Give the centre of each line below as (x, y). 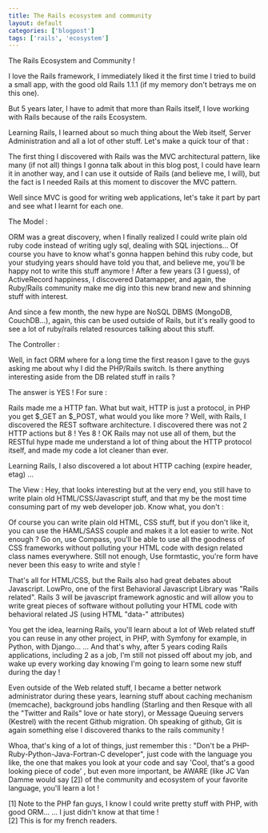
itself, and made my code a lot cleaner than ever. (88, 450)
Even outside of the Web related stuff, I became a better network (115, 688)
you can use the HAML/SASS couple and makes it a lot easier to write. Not (131, 531)
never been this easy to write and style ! (74, 565)
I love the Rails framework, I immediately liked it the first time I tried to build (132, 76)
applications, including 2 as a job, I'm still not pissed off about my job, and (130, 656)
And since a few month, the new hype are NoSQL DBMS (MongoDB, (120, 312)
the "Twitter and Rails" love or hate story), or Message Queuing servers (126, 713)
